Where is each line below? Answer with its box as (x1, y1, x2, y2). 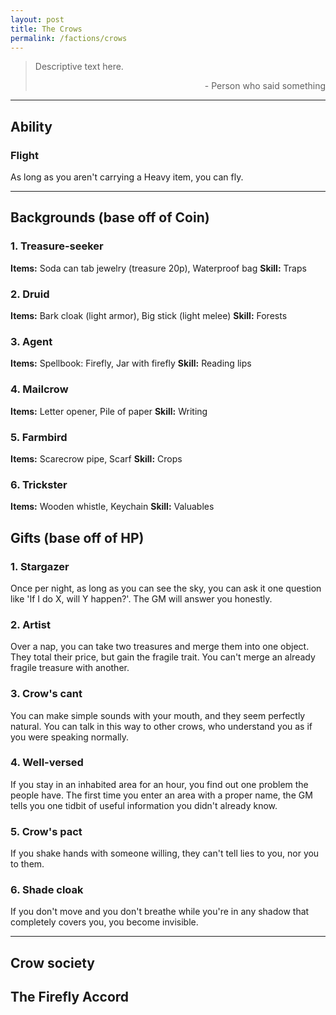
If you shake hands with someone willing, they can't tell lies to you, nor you (10, 847, 320, 860)
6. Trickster (10, 477, 68, 491)
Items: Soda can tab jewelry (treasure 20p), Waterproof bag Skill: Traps (10, 262, 307, 274)
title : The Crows (10, 24, 83, 34)
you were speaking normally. (10, 731, 130, 743)
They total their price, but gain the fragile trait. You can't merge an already (10, 651, 316, 663)
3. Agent (10, 334, 53, 348)
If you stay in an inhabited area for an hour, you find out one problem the (10, 778, 309, 790)
